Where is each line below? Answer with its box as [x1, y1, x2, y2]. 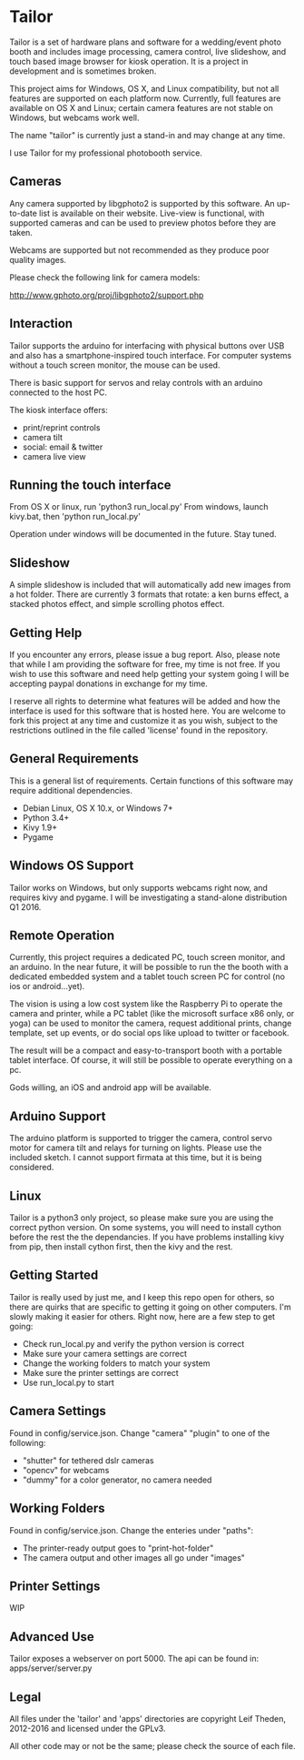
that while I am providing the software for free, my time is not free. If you [9, 659, 280, 670]
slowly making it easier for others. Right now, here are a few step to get [9, 1310, 275, 1321]
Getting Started [9, 1268, 99, 1283]
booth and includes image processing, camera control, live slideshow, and [9, 46, 287, 56]
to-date [9, 207, 38, 218]
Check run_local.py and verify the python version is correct [22, 1338, 245, 1349]
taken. [9, 227, 34, 238]
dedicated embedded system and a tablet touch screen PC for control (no [9, 971, 286, 982]
